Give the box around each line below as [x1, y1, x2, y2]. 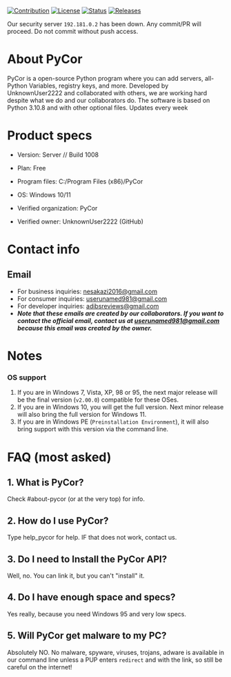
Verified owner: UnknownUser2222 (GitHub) [17, 217, 143, 226]
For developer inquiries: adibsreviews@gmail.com [17, 302, 159, 310]
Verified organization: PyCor [17, 204, 98, 212]
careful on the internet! [7, 663, 72, 671]
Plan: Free [17, 164, 46, 172]
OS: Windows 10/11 [17, 190, 71, 199]
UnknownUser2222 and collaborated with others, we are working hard [7, 88, 208, 97]
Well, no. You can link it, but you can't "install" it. [7, 571, 145, 580]
